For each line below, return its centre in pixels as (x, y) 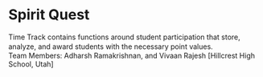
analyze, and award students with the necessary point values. (111, 47)
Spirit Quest (49, 15)
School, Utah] (31, 64)
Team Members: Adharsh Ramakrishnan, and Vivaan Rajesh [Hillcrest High (132, 55)
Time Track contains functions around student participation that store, (125, 37)
